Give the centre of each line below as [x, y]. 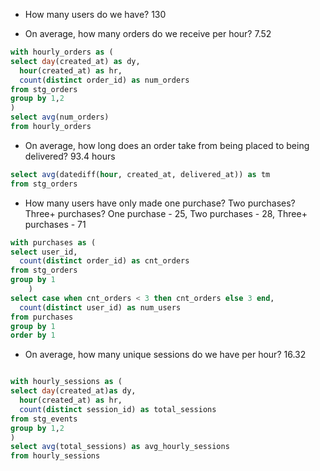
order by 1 [33, 335]
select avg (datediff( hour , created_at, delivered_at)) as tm [140, 174]
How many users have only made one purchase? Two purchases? [160, 203]
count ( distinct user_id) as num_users [100, 307]
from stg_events [44, 419]
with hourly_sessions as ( [66, 382]
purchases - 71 [55, 224]
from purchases [42, 317]
